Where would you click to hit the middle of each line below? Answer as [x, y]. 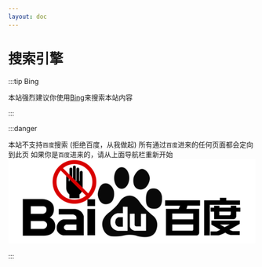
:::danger [23, 128]
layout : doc [27, 16]
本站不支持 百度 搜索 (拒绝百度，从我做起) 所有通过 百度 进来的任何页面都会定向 [131, 144]
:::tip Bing [24, 81]
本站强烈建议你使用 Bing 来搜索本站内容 [71, 97]
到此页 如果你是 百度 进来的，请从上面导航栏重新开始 [91, 154]
